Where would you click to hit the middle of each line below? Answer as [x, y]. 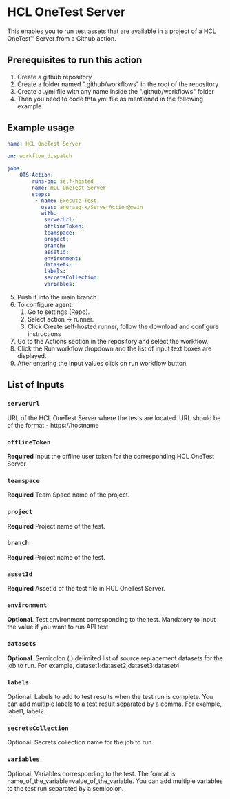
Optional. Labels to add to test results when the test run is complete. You [110, 697]
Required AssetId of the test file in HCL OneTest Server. [86, 589]
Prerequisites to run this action [75, 60]
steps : [41, 194]
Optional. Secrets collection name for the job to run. [80, 742]
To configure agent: [45, 304]
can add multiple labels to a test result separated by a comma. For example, [115, 704]
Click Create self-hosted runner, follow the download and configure [123, 326]
